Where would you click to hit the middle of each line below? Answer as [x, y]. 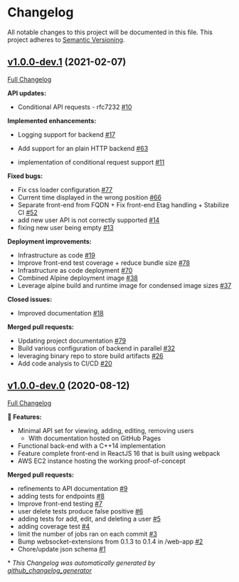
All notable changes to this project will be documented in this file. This [110, 32]
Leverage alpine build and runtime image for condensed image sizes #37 [124, 285]
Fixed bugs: [25, 176]
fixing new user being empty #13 [65, 227]
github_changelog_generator [50, 570]
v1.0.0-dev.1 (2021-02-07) [67, 62]
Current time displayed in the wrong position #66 [90, 197]
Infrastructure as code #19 [57, 255]
